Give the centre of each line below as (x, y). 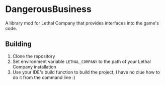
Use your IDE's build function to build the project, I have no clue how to (86, 72)
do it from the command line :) (44, 77)
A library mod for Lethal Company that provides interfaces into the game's (82, 23)
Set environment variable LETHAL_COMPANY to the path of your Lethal (81, 61)
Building (18, 44)
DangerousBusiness (48, 9)
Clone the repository (34, 56)
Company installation (34, 66)
